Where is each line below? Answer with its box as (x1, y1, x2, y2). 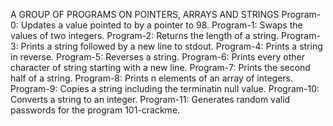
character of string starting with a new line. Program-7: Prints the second (10, 62, 311, 73)
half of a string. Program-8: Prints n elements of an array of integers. (10, 72, 294, 84)
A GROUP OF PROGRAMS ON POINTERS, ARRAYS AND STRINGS (10, 9, 280, 20)
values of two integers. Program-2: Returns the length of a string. (10, 30, 280, 41)
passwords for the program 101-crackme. (10, 104, 181, 116)
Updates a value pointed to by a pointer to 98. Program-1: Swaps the (20, 19, 303, 31)
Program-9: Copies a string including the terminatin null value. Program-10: (10, 83, 320, 94)
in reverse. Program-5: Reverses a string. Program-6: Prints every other (10, 51, 305, 63)
